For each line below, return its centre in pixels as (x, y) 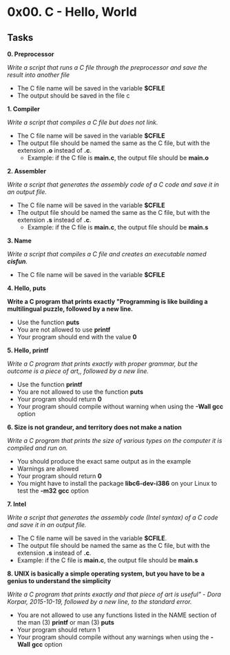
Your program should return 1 (59, 630)
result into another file (39, 75)
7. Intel (17, 504)
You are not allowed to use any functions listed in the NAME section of (117, 615)
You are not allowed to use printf (64, 330)
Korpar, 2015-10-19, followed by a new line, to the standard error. (100, 601)
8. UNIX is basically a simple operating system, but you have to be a (106, 573)
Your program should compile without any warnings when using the (113, 637)
